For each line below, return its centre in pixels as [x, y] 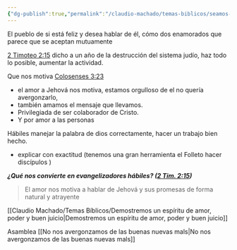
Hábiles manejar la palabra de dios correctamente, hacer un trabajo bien [113, 133]
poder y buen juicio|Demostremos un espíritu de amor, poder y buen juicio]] [117, 218]
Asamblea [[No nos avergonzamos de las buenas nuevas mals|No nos [109, 231]
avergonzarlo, [38, 97]
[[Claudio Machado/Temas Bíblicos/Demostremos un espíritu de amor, [109, 210]
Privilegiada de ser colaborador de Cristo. [78, 112]
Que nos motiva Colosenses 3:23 [56, 76]
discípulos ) [34, 162]
